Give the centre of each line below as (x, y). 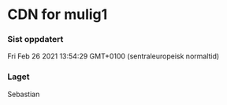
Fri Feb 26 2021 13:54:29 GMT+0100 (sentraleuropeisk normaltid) (113, 56)
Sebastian (24, 94)
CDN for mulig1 (58, 15)
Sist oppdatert (35, 39)
